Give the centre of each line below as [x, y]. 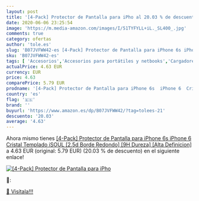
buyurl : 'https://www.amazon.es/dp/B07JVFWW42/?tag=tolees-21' [86, 111]
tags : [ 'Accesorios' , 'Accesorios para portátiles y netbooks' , [87, 61]
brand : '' [18, 105]
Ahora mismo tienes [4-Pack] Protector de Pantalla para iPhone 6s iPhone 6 [99, 138]
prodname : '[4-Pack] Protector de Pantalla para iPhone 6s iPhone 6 [94, 89]
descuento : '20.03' [30, 116]
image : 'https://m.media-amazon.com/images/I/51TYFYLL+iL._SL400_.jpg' [96, 28]
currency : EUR [24, 72]
